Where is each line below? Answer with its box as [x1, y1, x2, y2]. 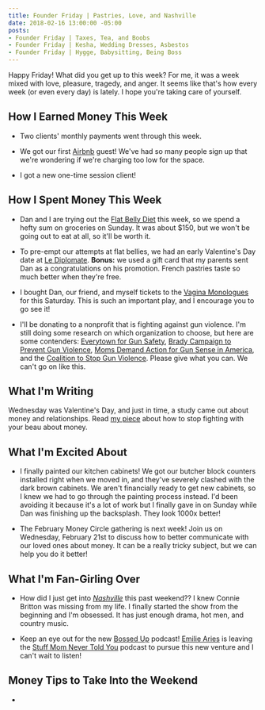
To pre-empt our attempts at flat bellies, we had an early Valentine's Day [19, 247, 256, 256]
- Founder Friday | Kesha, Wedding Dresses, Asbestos [8, 41, 190, 49]
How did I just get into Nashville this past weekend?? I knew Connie [19, 593, 240, 603]
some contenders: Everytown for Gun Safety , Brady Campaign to [19, 336, 232, 346]
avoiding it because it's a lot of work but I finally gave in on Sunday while [19, 501, 257, 510]
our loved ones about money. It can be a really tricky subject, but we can [19, 541, 257, 551]
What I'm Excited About [8, 445, 128, 459]
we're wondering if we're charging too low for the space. [19, 155, 206, 164]
